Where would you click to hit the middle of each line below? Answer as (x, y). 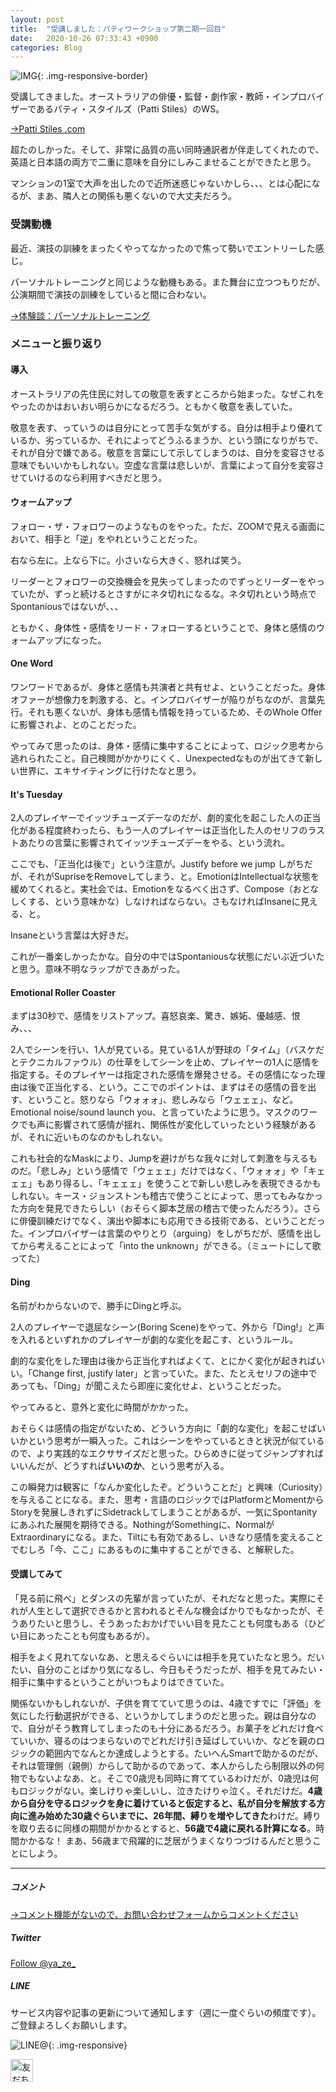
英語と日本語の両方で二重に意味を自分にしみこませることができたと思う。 (163, 162)
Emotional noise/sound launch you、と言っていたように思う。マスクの (155, 1112)
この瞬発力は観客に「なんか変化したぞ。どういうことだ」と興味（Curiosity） (167, 1487)
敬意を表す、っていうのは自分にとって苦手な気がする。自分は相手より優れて (167, 427)
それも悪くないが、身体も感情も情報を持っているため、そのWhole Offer (175, 712)
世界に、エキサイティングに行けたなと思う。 (110, 771)
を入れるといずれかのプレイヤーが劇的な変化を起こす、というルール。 (154, 1339)
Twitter (26, 1938)
